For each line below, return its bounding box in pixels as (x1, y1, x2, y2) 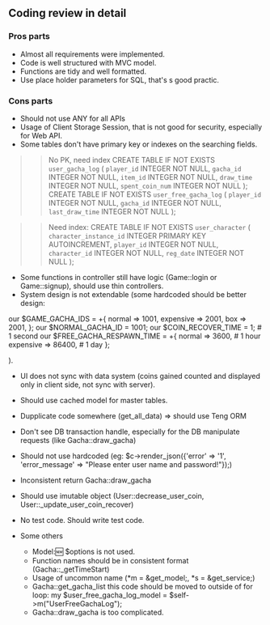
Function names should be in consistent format (32, 555, 189, 565)
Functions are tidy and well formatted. (19, 66, 147, 76)
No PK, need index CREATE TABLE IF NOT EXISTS (48, 155, 216, 164)
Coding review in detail (8, 6, 127, 20)
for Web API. (19, 130, 63, 140)
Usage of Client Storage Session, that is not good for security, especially (19, 121, 263, 132)
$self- (169, 590, 190, 600)
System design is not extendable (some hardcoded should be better (19, 289, 247, 299)
